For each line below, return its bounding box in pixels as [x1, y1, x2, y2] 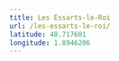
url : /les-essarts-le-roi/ [9, 22, 111, 30]
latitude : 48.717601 [9, 30, 87, 39]
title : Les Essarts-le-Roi [9, 13, 111, 22]
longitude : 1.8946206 [9, 38, 91, 48]
